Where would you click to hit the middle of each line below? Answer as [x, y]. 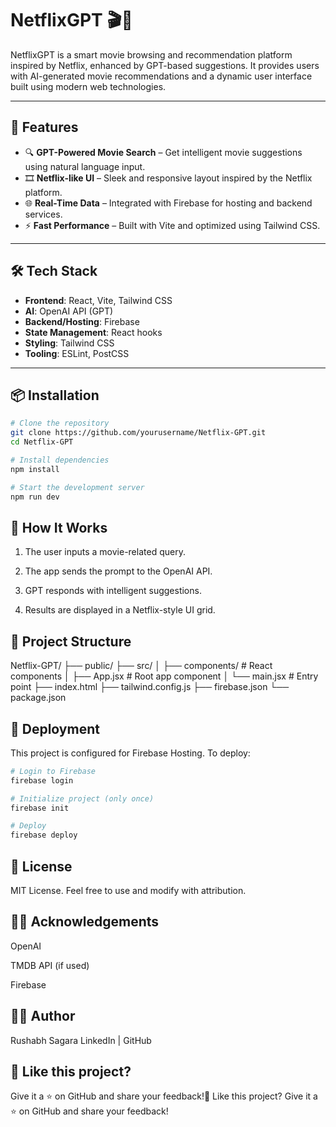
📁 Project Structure [71, 641]
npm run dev [35, 497]
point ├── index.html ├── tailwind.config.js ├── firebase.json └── [150, 687]
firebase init [40, 808]
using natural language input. [85, 166]
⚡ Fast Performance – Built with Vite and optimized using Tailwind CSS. [172, 225]
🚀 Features [44, 127]
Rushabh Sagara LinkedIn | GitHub [81, 1040]
